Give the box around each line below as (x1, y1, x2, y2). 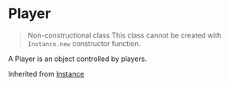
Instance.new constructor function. (27, 38, 141, 48)
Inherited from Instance (8, 69, 84, 78)
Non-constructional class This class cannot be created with (27, 30, 222, 40)
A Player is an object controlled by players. (8, 54, 148, 63)
